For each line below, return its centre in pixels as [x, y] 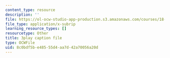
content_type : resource [30, 10]
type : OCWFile [20, 43]
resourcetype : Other [27, 33]
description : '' [22, 15]
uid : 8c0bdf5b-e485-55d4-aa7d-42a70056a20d [52, 47]
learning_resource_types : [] [36, 29]
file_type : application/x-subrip [40, 24]
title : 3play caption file [34, 38]
